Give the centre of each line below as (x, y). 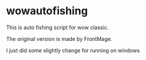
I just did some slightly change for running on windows (73, 50)
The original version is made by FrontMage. (59, 39)
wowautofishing (47, 11)
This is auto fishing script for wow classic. (57, 27)
